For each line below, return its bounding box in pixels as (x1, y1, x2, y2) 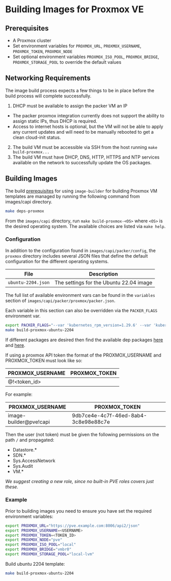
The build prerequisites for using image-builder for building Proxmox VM (5, 188, 158, 194)
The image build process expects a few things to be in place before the (5, 87, 154, 93)
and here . (5, 342, 25, 348)
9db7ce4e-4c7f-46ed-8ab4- (72, 412, 147, 419)
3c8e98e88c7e (72, 418, 110, 425)
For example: (5, 391, 33, 397)
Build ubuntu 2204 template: (5, 561, 65, 567)
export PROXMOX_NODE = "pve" (5, 537, 63, 543)
